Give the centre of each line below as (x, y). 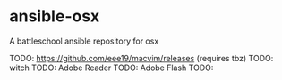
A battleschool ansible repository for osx (84, 41)
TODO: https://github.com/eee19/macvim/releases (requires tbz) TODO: (141, 58)
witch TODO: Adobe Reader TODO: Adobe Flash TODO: (111, 68)
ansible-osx (55, 16)
